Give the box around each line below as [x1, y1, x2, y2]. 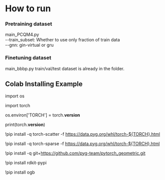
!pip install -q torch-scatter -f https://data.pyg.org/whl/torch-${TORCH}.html [5, 131, 160, 137]
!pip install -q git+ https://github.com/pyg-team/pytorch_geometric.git [5, 150, 146, 156]
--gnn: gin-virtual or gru [5, 42, 54, 48]
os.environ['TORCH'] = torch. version [5, 112, 80, 118]
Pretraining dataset [5, 21, 53, 28]
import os [5, 93, 25, 99]
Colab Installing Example [5, 80, 83, 89]
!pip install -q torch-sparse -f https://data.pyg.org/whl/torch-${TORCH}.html [5, 141, 160, 147]
